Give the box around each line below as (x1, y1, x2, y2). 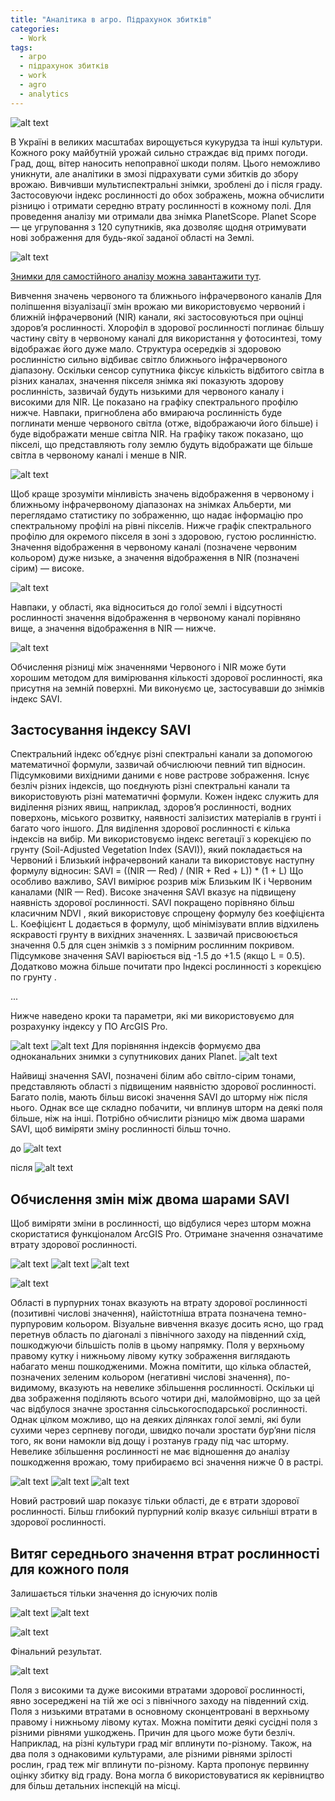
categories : (10, 24, 60, 34)
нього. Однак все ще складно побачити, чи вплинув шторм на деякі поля (10, 1102, 323, 1114)
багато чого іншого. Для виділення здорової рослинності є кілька (10, 822, 291, 835)
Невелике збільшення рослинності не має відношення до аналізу (10, 1446, 290, 1458)
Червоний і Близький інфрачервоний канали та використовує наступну (10, 854, 315, 866)
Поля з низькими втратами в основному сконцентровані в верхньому (10, 1706, 310, 1718)
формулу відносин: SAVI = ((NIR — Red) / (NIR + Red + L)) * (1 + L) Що (10, 865, 304, 877)
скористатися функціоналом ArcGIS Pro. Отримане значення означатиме (10, 1228, 324, 1240)
